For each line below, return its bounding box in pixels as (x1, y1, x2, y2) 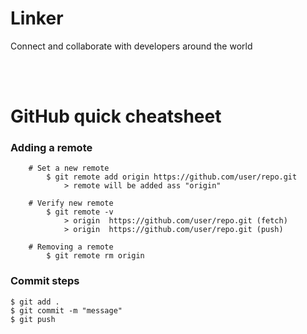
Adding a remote (10, 141, 93, 155)
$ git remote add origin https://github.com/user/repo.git (46, 172, 298, 182)
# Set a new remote (28, 163, 110, 174)
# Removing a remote (28, 242, 114, 252)
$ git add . (10, 297, 60, 307)
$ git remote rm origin (46, 251, 145, 261)
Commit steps (10, 274, 80, 288)
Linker (10, 7, 64, 30)
